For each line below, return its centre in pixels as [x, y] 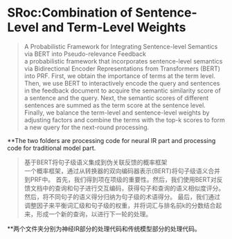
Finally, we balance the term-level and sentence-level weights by [117, 113]
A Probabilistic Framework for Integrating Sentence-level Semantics [121, 46]
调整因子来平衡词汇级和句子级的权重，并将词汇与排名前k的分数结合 [120, 205]
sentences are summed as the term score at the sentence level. [115, 105]
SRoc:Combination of [70, 13]
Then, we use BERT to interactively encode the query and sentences [122, 83]
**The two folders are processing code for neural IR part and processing [111, 140]
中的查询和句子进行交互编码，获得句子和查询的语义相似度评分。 [134, 188]
